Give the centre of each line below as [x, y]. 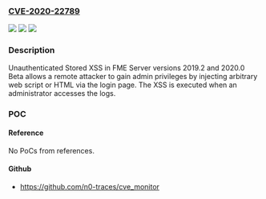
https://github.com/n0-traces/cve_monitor [90, 186]
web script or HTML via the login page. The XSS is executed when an [123, 85]
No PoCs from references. [51, 150]
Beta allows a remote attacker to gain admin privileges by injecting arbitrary [133, 76]
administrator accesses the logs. [62, 93]
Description [32, 50]
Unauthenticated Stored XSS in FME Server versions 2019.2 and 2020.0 [127, 68]
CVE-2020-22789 [44, 11]
